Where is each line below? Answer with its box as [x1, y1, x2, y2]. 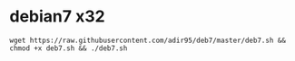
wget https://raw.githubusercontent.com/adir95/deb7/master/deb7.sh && [9, 36, 286, 45]
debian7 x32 [9, 6, 106, 27]
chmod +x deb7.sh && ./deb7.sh [9, 43, 128, 53]
